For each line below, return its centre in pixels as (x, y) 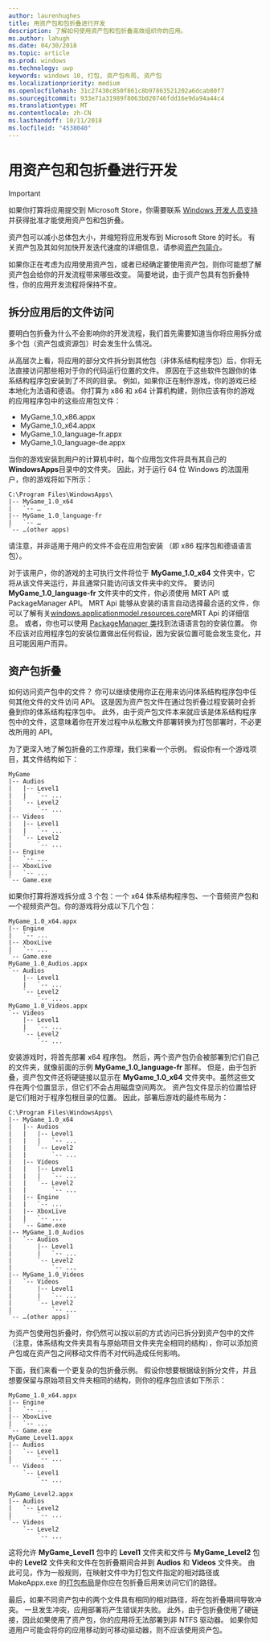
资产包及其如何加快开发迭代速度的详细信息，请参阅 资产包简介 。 (121, 247)
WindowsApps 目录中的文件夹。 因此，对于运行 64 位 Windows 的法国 (125, 469)
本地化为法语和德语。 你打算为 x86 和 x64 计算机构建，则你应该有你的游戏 (132, 391)
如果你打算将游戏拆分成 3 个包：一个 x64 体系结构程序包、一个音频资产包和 (133, 896)
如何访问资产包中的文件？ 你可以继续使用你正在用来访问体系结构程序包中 (129, 692)
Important (25, 193)
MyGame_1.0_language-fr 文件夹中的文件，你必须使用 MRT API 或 (119, 593)
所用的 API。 (36, 732)
